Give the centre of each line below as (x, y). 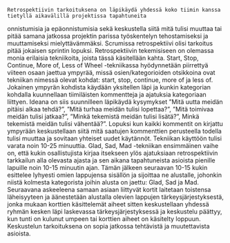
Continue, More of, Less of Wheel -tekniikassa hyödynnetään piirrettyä (108, 65)
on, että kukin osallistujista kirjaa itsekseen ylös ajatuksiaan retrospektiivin (113, 153)
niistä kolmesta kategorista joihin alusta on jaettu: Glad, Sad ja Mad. (103, 182)
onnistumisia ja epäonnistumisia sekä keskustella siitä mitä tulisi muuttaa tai (115, 29)
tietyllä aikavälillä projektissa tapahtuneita (77, 16)
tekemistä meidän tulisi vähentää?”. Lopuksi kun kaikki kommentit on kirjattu (115, 124)
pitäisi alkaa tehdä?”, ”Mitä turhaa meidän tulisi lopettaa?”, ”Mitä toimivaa (111, 109)
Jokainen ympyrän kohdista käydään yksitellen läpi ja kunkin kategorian (109, 87)
